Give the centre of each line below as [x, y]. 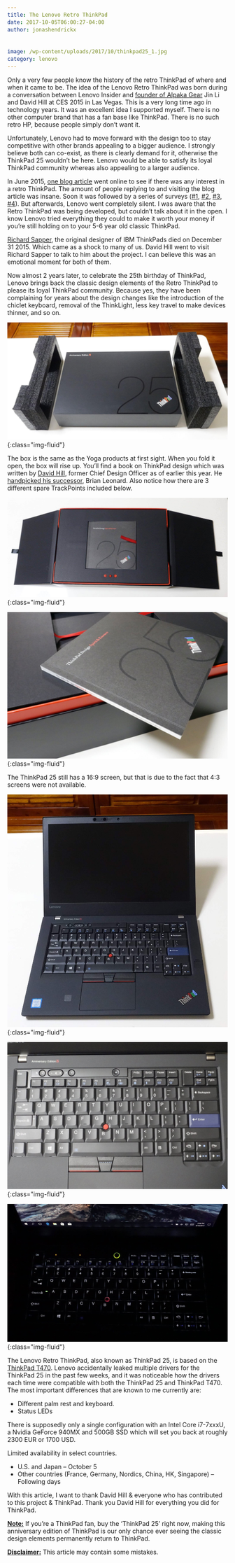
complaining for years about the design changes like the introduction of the [116, 297]
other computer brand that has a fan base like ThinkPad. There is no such [113, 117]
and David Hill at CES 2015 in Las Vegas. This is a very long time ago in [109, 102]
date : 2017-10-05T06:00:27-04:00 [56, 22]
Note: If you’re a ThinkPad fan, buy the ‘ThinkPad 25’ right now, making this [116, 1524]
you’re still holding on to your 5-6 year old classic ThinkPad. [94, 226]
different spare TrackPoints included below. [70, 488]
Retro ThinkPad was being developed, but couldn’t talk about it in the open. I [117, 211]
